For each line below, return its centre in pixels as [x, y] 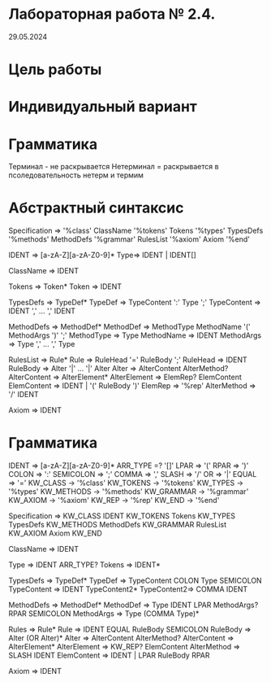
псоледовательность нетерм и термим [76, 175]
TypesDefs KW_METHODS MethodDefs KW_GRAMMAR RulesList [118, 525]
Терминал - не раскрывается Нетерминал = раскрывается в [114, 167]
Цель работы [55, 70]
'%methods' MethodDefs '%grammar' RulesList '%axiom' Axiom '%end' [129, 239]
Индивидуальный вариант [103, 107]
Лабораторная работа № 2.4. [112, 14]
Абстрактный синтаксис [96, 208]
